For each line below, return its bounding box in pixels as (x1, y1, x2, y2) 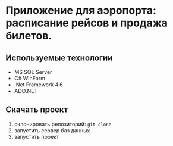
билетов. (5, 29, 52, 42)
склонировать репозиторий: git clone (14, 120, 112, 128)
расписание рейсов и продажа (5, 16, 168, 30)
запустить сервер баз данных (14, 126, 90, 134)
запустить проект (14, 133, 59, 140)
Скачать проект (5, 105, 68, 115)
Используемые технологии (5, 52, 113, 63)
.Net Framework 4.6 (14, 81, 63, 88)
